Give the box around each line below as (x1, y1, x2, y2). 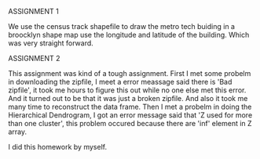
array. (8, 127, 27, 136)
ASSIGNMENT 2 (8, 54, 60, 63)
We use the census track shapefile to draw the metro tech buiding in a (8, 22, 236, 31)
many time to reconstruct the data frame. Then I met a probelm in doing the (8, 102, 252, 111)
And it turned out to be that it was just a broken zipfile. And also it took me (8, 94, 248, 103)
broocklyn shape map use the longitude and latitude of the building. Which (8, 31, 250, 39)
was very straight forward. (8, 38, 94, 48)
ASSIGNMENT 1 (8, 7, 59, 16)
